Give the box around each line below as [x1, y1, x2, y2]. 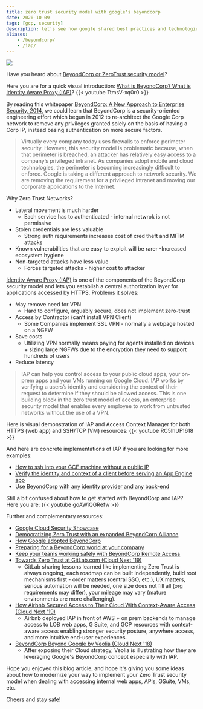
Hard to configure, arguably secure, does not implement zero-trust [24, 307, 190, 314]
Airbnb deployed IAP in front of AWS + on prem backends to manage [24, 614, 196, 621]
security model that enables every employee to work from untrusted [21, 402, 191, 409]
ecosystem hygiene [14, 251, 65, 259]
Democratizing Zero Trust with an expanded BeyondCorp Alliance [14, 530, 179, 538]
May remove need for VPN [14, 300, 82, 308]
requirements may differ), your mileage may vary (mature [24, 589, 167, 596]
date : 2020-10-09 [6, 15, 50, 21]
